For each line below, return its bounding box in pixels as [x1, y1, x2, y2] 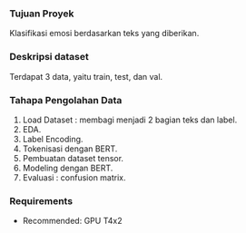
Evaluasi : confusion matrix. [22, 171, 126, 183]
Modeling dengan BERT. [22, 162, 113, 173]
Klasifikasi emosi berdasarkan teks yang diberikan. [9, 28, 200, 39]
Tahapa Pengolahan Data [9, 93, 123, 106]
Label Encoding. [22, 133, 84, 144]
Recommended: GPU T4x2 [22, 216, 123, 227]
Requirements [9, 194, 74, 207]
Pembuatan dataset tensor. [22, 152, 124, 163]
